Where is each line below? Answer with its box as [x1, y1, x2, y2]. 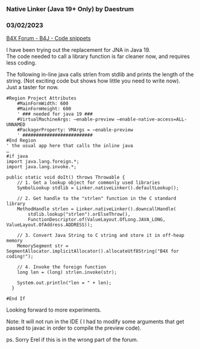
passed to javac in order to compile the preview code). [6, 324, 142, 332]
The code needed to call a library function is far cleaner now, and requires [6, 53, 190, 60]
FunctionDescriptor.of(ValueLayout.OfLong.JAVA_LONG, [28, 216, 166, 223]
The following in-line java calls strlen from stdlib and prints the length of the [6, 71, 194, 78]
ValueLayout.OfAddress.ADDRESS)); [6, 222, 93, 228]
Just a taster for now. [6, 84, 59, 91]
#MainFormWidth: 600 [17, 101, 69, 107]
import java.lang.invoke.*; [6, 164, 77, 170]
